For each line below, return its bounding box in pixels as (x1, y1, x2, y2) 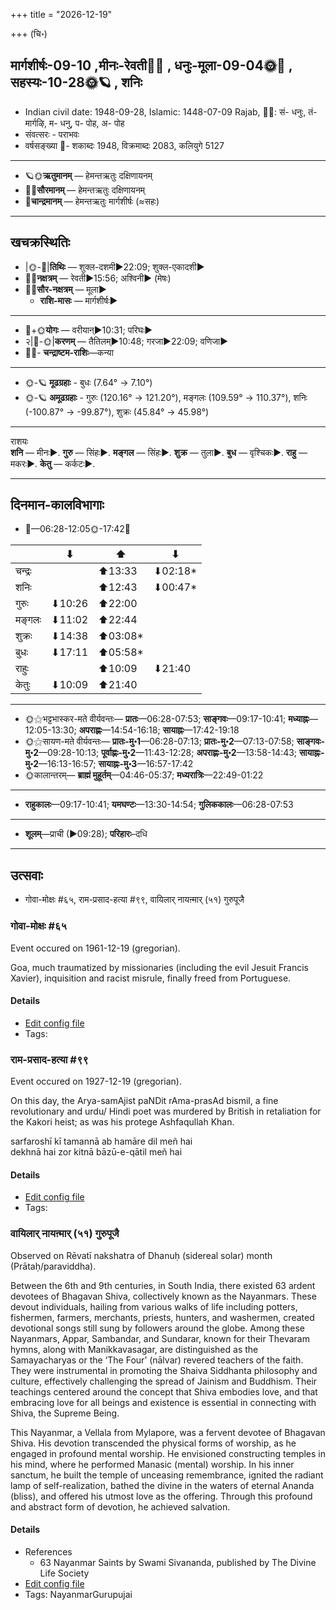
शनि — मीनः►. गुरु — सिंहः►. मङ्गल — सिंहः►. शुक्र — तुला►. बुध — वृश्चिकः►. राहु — (10, 446, 308, 458)
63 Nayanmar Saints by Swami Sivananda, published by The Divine (39, 1556, 317, 1568)
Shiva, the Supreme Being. (10, 1407, 120, 1419)
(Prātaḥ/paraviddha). (10, 1260, 97, 1272)
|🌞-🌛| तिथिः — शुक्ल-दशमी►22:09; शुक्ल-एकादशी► (24, 260, 205, 273)
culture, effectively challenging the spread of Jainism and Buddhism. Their (10, 1375, 318, 1387)
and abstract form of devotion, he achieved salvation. (10, 1500, 231, 1513)
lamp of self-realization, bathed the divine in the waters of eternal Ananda (10, 1479, 315, 1491)
